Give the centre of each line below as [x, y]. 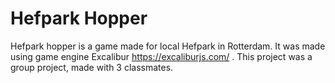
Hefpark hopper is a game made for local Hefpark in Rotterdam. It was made [168, 46]
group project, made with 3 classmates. [92, 67]
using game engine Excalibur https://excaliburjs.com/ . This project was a [161, 56]
